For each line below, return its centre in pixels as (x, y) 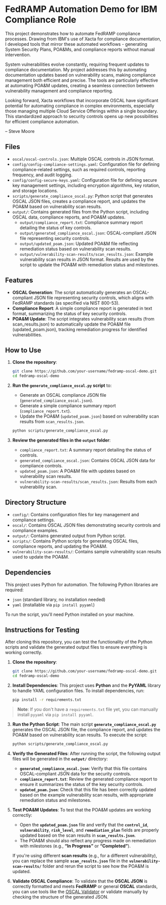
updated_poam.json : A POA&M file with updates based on (77, 471)
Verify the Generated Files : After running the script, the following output (86, 753)
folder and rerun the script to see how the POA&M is (96, 866)
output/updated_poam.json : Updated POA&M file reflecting (79, 243)
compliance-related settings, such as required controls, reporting (79, 169)
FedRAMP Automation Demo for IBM (81, 9)
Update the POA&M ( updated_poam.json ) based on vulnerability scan (89, 416)
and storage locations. (35, 191)
